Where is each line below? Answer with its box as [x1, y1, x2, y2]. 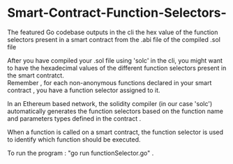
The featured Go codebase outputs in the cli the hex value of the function [7, 28, 218, 36]
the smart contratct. [7, 71, 64, 80]
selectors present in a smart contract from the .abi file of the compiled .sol [7, 35, 221, 43]
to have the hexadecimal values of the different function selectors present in [7, 64, 227, 72]
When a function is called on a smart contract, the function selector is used [7, 128, 224, 136]
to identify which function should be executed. [7, 135, 141, 144]
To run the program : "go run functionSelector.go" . [7, 149, 154, 157]
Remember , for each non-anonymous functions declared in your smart [7, 78, 212, 87]
